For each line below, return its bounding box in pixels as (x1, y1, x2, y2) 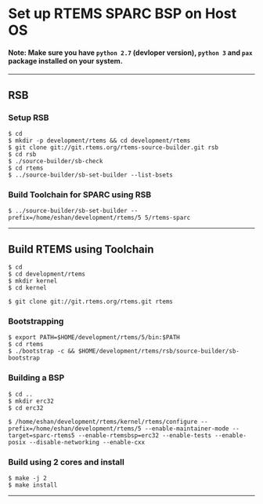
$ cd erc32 (8, 404, 44, 412)
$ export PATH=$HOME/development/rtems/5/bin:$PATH (8, 334, 180, 341)
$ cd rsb (8, 151, 37, 159)
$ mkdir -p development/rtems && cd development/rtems (8, 137, 191, 145)
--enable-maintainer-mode (144, 425, 229, 433)
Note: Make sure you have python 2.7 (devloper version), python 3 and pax (8, 48, 253, 57)
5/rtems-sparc (144, 214, 191, 222)
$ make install (8, 481, 58, 489)
